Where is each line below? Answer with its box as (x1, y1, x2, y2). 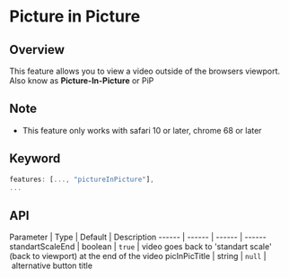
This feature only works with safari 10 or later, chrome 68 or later (22, 125, 262, 135)
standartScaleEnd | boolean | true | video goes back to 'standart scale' (9, 241, 272, 252)
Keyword (9, 151, 61, 167)
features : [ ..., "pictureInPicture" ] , (9, 175, 154, 184)
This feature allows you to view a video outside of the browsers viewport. (9, 65, 281, 76)
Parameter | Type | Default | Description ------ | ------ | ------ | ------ (9, 231, 267, 243)
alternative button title (11, 260, 92, 271)
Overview (9, 42, 66, 57)
